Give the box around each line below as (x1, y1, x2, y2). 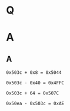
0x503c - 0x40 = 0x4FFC (6, 80, 65, 86)
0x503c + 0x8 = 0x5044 (6, 70, 62, 76)
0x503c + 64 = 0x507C (6, 90, 59, 96)
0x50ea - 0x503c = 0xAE (6, 101, 65, 107)
